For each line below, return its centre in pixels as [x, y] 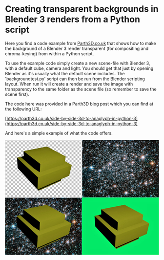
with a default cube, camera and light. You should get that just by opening [79, 68]
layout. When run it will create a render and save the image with [69, 84]
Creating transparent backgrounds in [82, 9]
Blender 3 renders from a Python [73, 19]
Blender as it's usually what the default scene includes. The [65, 73]
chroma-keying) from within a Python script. [50, 54]
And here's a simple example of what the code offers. [59, 133]
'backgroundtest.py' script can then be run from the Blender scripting [75, 79]
